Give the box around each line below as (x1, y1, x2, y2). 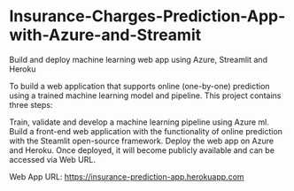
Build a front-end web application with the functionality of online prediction (9, 126, 283, 136)
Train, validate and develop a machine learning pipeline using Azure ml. (9, 117, 270, 127)
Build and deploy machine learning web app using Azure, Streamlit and (9, 54, 268, 65)
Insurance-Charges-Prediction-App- (9, 6, 286, 27)
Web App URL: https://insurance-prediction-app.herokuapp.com (9, 171, 245, 182)
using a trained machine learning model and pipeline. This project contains (9, 90, 282, 101)
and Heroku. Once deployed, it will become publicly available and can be (9, 144, 275, 156)
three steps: (9, 99, 53, 110)
